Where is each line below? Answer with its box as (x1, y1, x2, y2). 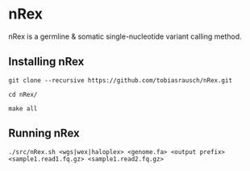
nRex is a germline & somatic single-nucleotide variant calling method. (8, 31, 242, 41)
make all (8, 104, 38, 113)
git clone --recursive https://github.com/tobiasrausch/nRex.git (8, 76, 232, 85)
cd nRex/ (8, 90, 38, 98)
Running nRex (8, 127, 80, 140)
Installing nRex (8, 55, 85, 69)
